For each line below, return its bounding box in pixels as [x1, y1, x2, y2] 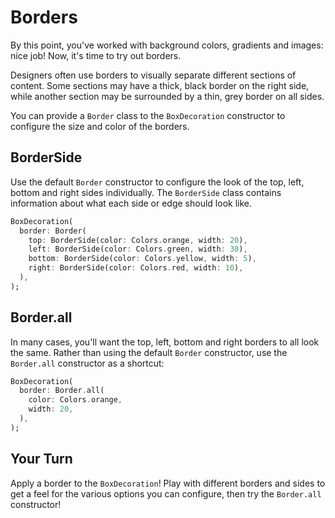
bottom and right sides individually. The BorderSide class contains [10, 186, 282, 198]
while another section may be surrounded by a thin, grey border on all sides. [10, 90, 325, 102]
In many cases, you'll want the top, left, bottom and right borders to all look [10, 336, 320, 348]
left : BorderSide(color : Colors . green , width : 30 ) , [28, 244, 248, 255]
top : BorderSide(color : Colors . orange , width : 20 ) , [28, 235, 248, 245]
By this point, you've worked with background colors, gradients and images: [10, 39, 324, 51]
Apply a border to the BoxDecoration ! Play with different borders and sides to [10, 477, 326, 489]
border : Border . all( [19, 386, 105, 396]
